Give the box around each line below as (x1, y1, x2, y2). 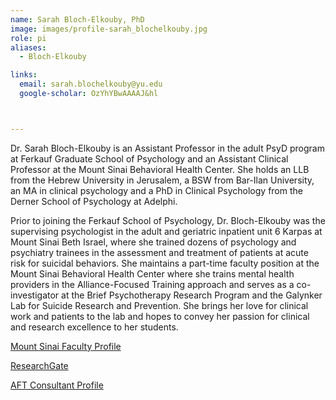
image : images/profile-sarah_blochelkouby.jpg (10, 24, 208, 34)
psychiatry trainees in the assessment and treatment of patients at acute (10, 246, 309, 258)
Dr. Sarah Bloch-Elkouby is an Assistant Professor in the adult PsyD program (10, 142, 325, 154)
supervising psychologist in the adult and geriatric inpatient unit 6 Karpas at (10, 225, 323, 237)
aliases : (10, 42, 47, 53)
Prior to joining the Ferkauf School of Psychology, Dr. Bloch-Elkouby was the (10, 214, 326, 226)
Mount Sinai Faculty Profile (10, 340, 122, 352)
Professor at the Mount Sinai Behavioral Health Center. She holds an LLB (10, 163, 310, 175)
